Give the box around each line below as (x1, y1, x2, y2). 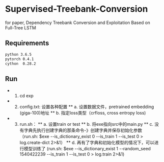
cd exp (19, 93, 34, 99)
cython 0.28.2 (5, 61, 36, 66)
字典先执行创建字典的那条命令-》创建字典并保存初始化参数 (24, 127, 142, 133)
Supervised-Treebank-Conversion (5, 3, 148, 15)
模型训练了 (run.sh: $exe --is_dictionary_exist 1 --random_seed (24, 146, 151, 152)
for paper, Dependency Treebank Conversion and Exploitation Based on (5, 20, 151, 25)
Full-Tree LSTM (5, 24, 36, 30)
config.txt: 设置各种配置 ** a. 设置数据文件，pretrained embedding (19, 104, 154, 110)
